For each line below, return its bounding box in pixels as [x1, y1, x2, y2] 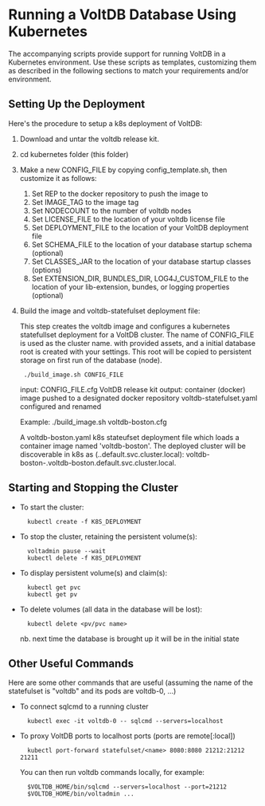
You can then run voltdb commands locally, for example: [19, 768, 205, 777]
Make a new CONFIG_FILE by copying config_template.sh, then [19, 165, 228, 175]
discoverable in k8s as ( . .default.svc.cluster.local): [19, 449, 185, 459]
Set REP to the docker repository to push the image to [31, 189, 208, 199]
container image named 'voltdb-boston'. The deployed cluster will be [19, 441, 247, 450]
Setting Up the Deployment [8, 97, 146, 111]
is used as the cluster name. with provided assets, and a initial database [19, 338, 256, 348]
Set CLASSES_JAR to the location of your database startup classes [31, 257, 251, 266]
